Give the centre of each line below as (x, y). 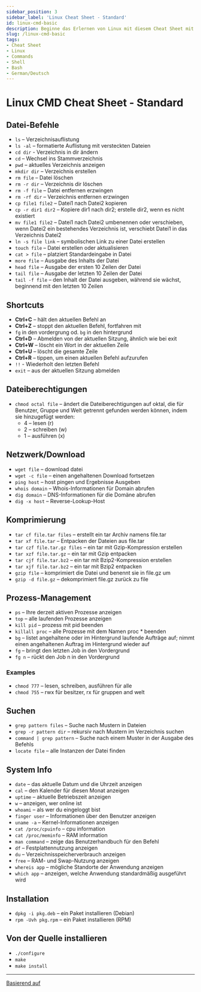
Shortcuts (25, 305)
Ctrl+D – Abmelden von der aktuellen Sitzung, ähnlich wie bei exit (96, 339)
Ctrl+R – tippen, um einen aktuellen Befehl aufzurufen (81, 358)
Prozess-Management (49, 598)
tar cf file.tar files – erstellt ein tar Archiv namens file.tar (90, 534)
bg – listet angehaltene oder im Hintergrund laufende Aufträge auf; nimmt (105, 638)
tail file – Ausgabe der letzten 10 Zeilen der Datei (78, 273)
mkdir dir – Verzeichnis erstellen (56, 171)
